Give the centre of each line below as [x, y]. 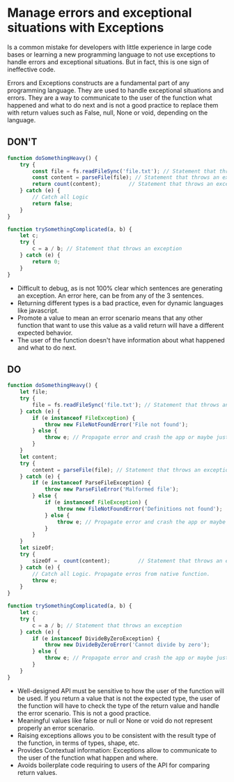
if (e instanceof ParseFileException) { [92, 483]
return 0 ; [46, 261]
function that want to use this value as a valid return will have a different [120, 325]
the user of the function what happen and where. [88, 758]
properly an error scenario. [56, 727]
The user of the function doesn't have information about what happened [121, 340]
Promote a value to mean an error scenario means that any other [110, 318]
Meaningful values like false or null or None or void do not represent [115, 721]
